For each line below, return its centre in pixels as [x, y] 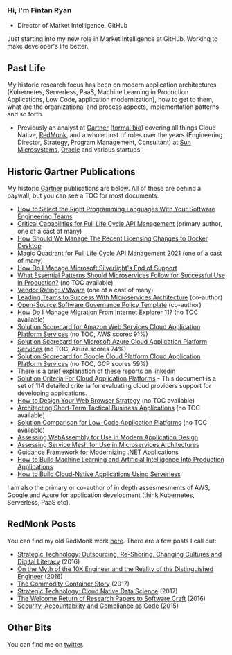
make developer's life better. [48, 46]
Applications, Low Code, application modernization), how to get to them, [110, 100]
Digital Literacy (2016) [48, 561]
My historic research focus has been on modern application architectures [112, 85]
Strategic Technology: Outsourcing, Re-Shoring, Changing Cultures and [119, 554]
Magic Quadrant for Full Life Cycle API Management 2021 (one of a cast [119, 253]
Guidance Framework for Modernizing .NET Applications [98, 452]
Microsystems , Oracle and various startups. [79, 150]
